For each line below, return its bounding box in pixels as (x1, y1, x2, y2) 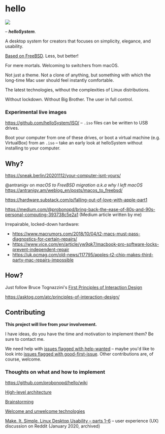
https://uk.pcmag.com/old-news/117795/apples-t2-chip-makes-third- (12, 252, 154, 258)
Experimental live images (5, 108, 67, 115)
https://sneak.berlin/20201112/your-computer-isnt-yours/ (5, 173, 121, 179)
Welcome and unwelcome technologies (5, 408, 85, 414)
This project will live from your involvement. (5, 321, 97, 327)
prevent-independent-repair (12, 247, 69, 253)
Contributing (5, 308, 45, 317)
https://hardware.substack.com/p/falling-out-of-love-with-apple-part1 (5, 197, 148, 203)
